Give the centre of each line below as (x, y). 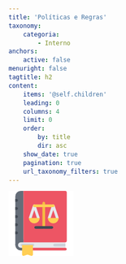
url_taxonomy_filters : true (70, 171)
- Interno (54, 43)
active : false (47, 60)
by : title (54, 137)
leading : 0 (41, 103)
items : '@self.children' (65, 94)
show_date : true (51, 154)
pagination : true (52, 162)
